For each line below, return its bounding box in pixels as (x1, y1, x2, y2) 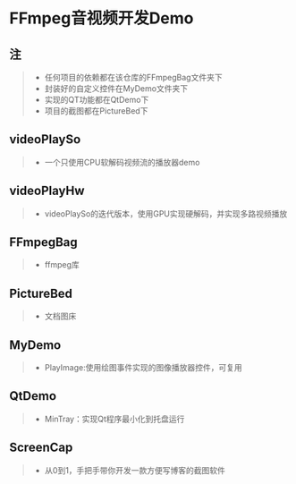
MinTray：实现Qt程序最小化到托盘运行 (44, 413, 185, 424)
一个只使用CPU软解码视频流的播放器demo (44, 157, 200, 167)
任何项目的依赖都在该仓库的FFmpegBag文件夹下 (44, 72, 223, 82)
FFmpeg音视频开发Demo (9, 8, 194, 29)
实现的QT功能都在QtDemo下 (44, 95, 149, 105)
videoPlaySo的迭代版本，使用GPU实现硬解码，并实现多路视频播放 (44, 208, 288, 219)
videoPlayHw (9, 183, 85, 199)
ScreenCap (9, 440, 73, 455)
